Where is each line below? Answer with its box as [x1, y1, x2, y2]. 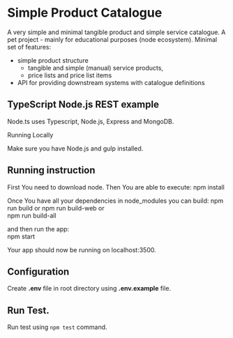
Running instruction [7, 164, 96, 176]
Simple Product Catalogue [7, 5, 163, 21]
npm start [7, 232, 36, 240]
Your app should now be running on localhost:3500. [7, 245, 156, 254]
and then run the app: [7, 224, 70, 233]
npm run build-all [7, 211, 57, 220]
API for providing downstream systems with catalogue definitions [17, 78, 205, 86]
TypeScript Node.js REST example [7, 99, 159, 111]
